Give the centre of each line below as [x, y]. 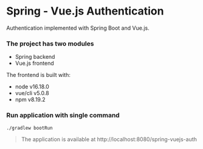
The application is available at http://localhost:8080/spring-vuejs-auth [109, 139]
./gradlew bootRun [29, 128]
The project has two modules [50, 44]
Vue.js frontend [34, 63]
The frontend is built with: [39, 75]
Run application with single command [63, 115]
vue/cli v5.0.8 [32, 93]
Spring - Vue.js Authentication [85, 11]
